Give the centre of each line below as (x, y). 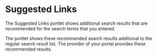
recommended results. (29, 49)
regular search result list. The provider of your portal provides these (75, 43)
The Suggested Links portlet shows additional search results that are (76, 23)
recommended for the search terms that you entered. (60, 28)
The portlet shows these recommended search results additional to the (79, 38)
